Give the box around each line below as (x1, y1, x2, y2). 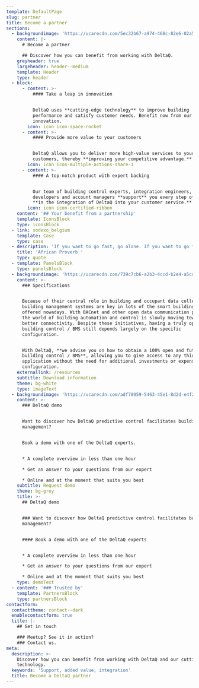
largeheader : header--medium (17, 64, 89, 69)
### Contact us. (17, 639, 57, 646)
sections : (6, 25, 31, 31)
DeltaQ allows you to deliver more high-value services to (32, 151, 182, 157)
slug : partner (6, 14, 41, 20)
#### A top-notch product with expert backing (32, 173, 150, 179)
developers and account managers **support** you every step (32, 194, 187, 200)
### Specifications (21, 283, 70, 288)
